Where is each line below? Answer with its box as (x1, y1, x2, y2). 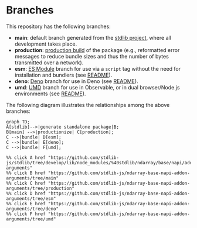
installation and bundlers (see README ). (14, 71, 113, 78)
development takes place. (14, 40, 77, 47)
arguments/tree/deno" (6, 206, 59, 212)
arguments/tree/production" (6, 185, 75, 191)
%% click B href (6, 170, 46, 176)
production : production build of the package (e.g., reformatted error (14, 46, 180, 53)
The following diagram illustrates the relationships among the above (6, 101, 170, 108)
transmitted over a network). (14, 59, 84, 66)
